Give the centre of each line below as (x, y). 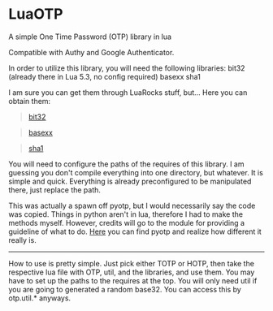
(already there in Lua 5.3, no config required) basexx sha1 (104, 76)
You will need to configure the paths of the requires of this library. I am (126, 164)
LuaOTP (36, 14)
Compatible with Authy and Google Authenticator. (91, 52)
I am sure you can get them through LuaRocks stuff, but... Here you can (128, 92)
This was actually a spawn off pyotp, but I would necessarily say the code (132, 205)
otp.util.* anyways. (40, 298)
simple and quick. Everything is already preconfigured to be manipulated (130, 181)
